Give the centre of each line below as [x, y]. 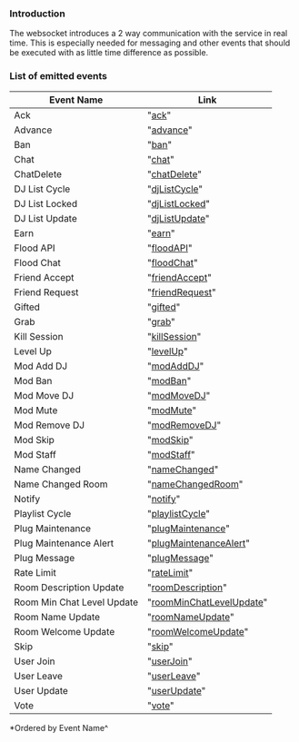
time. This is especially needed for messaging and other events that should [150, 43]
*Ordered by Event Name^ [59, 727]
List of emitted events [58, 76]
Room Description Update [69, 587]
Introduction [37, 14]
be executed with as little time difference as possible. [109, 53]
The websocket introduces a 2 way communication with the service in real [149, 34]
